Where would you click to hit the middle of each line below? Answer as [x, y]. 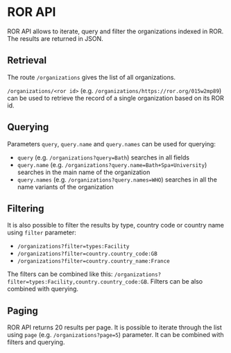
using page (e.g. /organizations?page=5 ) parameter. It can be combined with [115, 335]
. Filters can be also [175, 282]
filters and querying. [36, 342]
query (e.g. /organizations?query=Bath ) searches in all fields [103, 157]
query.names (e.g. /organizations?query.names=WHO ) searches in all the [117, 179]
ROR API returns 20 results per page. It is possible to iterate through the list [114, 327]
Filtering [26, 208]
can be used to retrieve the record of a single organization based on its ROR [115, 98]
